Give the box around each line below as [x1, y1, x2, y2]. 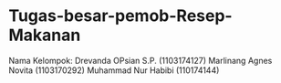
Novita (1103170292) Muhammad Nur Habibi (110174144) [8, 65, 220, 76]
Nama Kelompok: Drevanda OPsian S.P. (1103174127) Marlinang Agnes [8, 55, 273, 66]
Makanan [8, 25, 81, 46]
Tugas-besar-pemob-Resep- [8, 5, 234, 26]
